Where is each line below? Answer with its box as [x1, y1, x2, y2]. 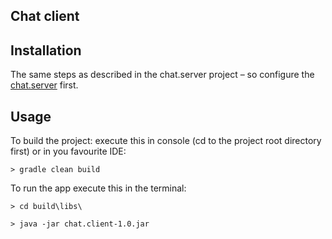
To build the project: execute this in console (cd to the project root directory [10, 135, 322, 147]
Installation [10, 42, 82, 59]
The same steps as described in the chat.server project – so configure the [10, 69, 315, 81]
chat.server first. [10, 79, 79, 91]
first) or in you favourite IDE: [10, 145, 127, 158]
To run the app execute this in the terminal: [10, 182, 187, 194]
